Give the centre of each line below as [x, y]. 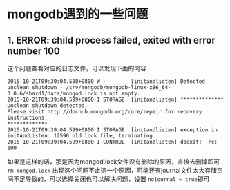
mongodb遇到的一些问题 [78, 14]
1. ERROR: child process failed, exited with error [112, 40]
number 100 [33, 51]
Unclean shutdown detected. [48, 106]
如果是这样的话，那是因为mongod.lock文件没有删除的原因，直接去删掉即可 [113, 162]
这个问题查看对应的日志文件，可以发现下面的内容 [77, 68]
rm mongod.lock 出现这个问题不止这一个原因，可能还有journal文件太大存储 [112, 170]
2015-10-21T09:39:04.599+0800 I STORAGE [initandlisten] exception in [112, 130]
